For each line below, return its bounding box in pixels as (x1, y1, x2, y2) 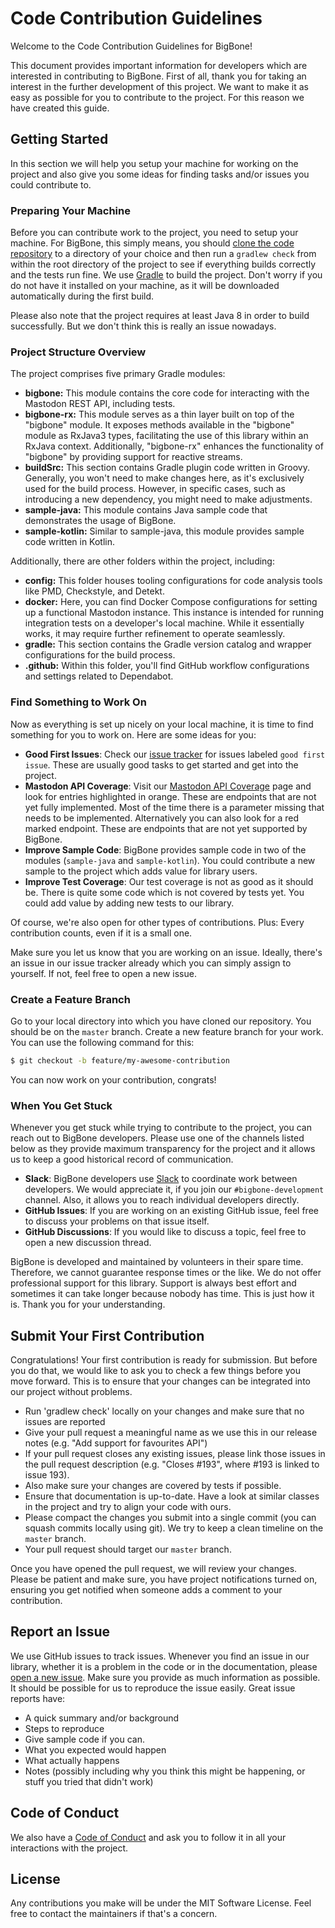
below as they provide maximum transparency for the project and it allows (10, 1143, 316, 1155)
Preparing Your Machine (10, 203, 131, 217)
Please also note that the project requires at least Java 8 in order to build (10, 310, 310, 322)
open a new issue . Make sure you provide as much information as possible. (10, 1671, 321, 1683)
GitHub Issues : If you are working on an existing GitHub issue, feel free (24, 1205, 319, 1217)
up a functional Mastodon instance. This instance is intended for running (24, 607, 324, 619)
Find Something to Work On (10, 695, 147, 709)
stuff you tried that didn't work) (24, 1775, 154, 1787)
